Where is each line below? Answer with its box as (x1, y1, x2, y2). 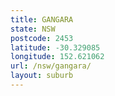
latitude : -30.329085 (10, 42, 101, 53)
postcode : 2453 (10, 33, 74, 43)
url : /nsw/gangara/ (10, 61, 92, 71)
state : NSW (10, 24, 56, 34)
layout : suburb (10, 71, 74, 81)
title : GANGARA (10, 14, 74, 25)
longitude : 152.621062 (10, 52, 105, 62)
